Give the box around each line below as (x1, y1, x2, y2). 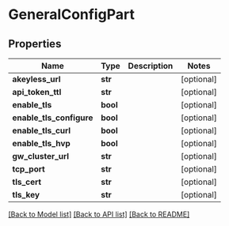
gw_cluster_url (12, 151, 70, 161)
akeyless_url (12, 73, 61, 85)
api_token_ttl (12, 87, 62, 97)
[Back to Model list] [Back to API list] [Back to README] (8, 209, 190, 219)
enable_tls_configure (12, 112, 94, 123)
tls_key (12, 190, 40, 200)
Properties (8, 37, 62, 51)
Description (128, 61, 174, 71)
